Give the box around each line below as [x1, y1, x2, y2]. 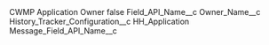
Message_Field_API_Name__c [9, 26, 118, 36]
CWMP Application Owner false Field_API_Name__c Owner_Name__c [9, 7, 261, 17]
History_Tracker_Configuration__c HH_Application [9, 16, 190, 26]
